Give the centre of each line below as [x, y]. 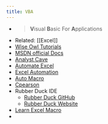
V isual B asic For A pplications [66, 29]
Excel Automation [37, 72]
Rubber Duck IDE [36, 91]
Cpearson [27, 85]
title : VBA [20, 12]
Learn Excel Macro [38, 110]
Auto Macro [29, 78]
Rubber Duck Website [51, 103]
